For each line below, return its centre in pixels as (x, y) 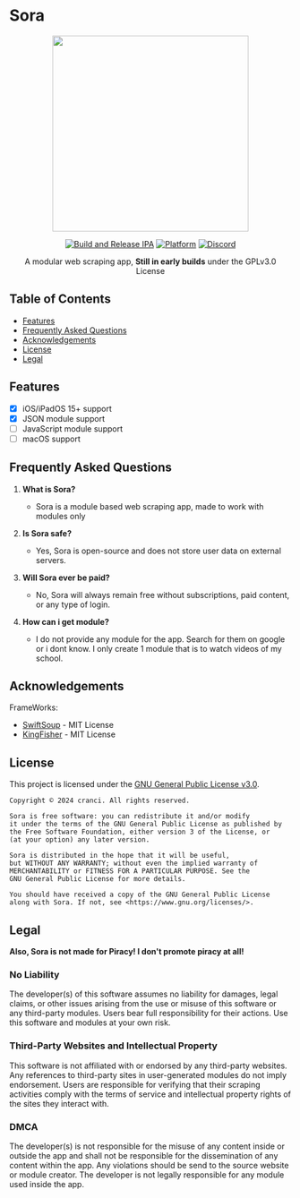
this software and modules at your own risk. (90, 1023)
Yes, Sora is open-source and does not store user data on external (159, 551)
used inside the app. (47, 1184)
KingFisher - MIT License (69, 734)
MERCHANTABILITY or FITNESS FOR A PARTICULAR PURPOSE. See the (130, 871)
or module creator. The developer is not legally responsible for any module (147, 1175)
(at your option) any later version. (80, 840)
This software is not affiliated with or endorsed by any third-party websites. (149, 1065)
